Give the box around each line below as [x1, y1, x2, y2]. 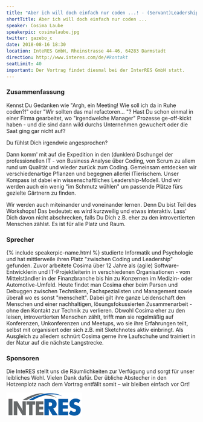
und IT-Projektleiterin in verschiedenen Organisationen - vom [38, 268, 190, 276]
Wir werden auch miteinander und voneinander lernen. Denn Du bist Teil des [6, 201, 196, 208]
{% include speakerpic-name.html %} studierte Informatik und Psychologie [6, 249, 193, 256]
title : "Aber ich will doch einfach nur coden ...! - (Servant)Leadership [6, 10, 199, 16]
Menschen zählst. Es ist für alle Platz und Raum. [6, 220, 126, 227]
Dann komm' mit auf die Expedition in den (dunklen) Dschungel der [6, 151, 173, 158]
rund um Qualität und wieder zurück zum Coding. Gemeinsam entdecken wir [6, 163, 197, 170]
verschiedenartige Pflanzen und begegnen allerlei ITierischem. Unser [6, 170, 179, 177]
